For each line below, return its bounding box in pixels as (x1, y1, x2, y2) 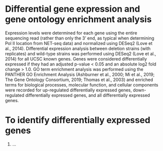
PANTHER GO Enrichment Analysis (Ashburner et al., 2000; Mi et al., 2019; (5, 71, 155, 77)
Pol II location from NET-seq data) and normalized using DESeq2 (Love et (5, 40, 153, 46)
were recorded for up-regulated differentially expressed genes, (5, 87, 132, 93)
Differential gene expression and (5, 3, 141, 15)
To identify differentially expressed (5, 115, 150, 126)
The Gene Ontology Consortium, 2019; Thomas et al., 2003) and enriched (5, 77, 153, 83)
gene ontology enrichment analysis (5, 14, 152, 25)
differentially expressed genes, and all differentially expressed (25, 92, 150, 98)
